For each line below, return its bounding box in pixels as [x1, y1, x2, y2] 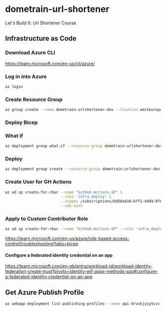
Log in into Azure [5, 73, 47, 80]
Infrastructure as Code [5, 34, 77, 43]
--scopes [60, 199, 79, 204]
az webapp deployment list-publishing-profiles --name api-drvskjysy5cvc [5, 302, 161, 307]
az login [5, 84, 23, 89]
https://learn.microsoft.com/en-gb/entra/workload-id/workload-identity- [5, 263, 153, 269]
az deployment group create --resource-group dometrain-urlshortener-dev [5, 166, 161, 172]
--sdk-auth [60, 204, 83, 209]
